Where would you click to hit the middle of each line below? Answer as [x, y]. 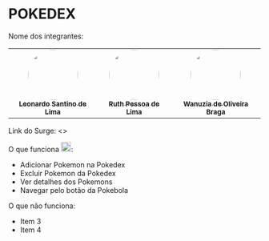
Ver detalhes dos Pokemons [66, 182]
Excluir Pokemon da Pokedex [68, 173]
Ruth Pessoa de [134, 104]
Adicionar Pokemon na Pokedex [72, 164]
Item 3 [30, 221]
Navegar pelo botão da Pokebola [74, 190]
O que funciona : [41, 149]
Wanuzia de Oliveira [216, 104]
